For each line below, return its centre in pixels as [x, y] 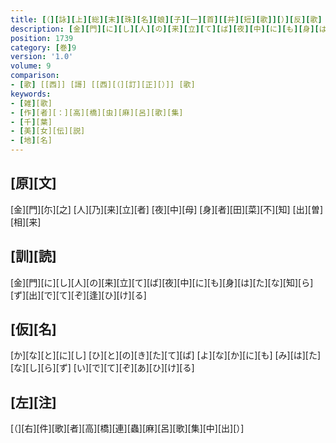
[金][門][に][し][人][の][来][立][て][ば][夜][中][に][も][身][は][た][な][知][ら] [162, 282]
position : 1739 [42, 38]
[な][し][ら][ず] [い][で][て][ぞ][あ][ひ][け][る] [102, 368]
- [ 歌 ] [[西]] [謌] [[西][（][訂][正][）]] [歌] [103, 85]
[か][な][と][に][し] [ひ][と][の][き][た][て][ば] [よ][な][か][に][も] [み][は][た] [166, 355]
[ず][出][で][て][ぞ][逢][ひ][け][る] [78, 295]
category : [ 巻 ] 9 [43, 47]
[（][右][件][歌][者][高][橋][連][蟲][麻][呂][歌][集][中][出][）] [127, 428]
